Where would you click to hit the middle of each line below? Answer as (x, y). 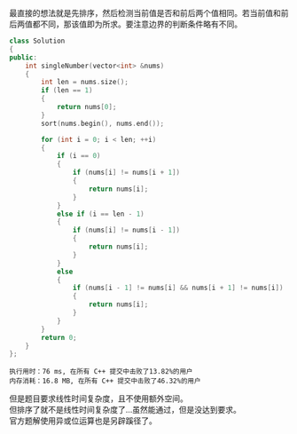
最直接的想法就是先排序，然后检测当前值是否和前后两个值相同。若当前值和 (145, 13)
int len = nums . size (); (85, 83)
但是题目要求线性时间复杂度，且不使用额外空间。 (98, 398)
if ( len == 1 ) (67, 91)
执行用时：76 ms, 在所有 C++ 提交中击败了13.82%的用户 (101, 372)
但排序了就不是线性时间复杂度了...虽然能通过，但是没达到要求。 (125, 410)
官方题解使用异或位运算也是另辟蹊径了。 (83, 421)
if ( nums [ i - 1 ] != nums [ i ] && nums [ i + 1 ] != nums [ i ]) (178, 288)
